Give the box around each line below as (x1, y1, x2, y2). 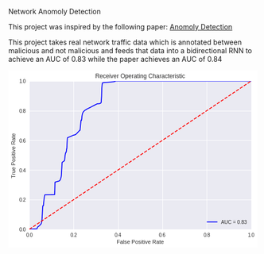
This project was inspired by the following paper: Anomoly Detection (8, 22, 233, 31)
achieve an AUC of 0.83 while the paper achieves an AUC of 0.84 (8, 55, 223, 63)
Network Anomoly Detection (8, 7, 101, 16)
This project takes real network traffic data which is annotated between (8, 37, 243, 47)
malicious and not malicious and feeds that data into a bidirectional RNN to (8, 46, 253, 55)
